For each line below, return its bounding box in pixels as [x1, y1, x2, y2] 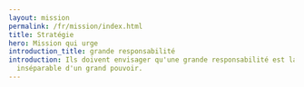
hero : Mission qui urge [8, 38, 99, 48]
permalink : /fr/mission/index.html [8, 22, 143, 31]
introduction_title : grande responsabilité [8, 47, 176, 56]
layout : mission [8, 13, 70, 23]
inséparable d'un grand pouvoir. [16, 64, 143, 73]
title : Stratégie [8, 30, 74, 39]
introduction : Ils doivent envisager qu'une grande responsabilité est [8, 55, 285, 64]
